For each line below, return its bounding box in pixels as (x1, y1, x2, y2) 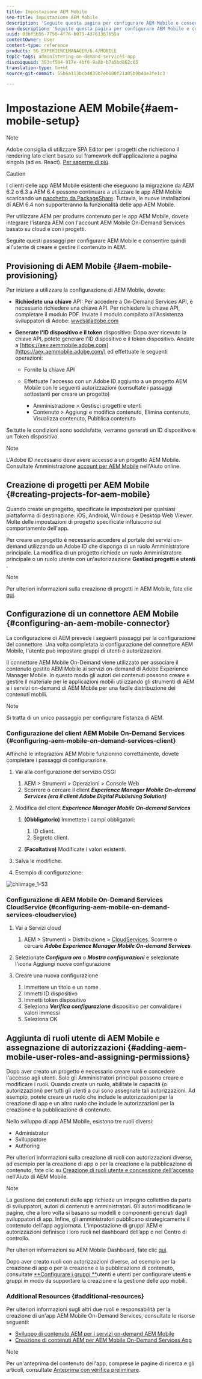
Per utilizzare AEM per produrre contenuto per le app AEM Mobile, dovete (6, 213, 189, 220)
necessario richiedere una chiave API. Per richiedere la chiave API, (14, 304, 180, 312)
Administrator (14, 1129, 49, 1137)
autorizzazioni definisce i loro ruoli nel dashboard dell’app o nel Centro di (6, 1228, 188, 1236)
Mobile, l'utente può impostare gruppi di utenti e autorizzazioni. (6, 647, 164, 654)
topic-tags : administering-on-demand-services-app (6, 54, 136, 60)
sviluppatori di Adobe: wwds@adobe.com (14, 317, 119, 324)
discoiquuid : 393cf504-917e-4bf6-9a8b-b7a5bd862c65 (6, 59, 138, 65)
